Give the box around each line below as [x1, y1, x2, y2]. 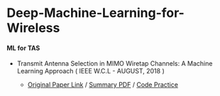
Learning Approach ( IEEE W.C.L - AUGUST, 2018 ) [16, 67, 165, 76]
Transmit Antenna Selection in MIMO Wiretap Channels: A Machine [16, 59, 213, 68]
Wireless [6, 20, 60, 36]
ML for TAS [6, 44, 40, 52]
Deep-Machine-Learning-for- [6, 5, 185, 21]
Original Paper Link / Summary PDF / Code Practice [27, 80, 179, 89]
